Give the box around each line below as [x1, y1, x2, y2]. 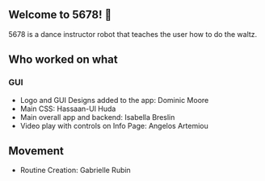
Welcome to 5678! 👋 [8, 8, 112, 22]
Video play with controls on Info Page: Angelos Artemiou [19, 121, 208, 130]
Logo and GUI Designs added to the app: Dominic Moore [19, 95, 209, 105]
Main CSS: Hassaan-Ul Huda [19, 104, 116, 113]
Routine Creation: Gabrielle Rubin [19, 166, 131, 175]
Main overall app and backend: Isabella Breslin [19, 112, 175, 121]
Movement [8, 144, 65, 158]
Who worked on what [8, 53, 119, 67]
